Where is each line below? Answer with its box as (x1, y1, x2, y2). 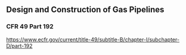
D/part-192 (6, 42, 33, 49)
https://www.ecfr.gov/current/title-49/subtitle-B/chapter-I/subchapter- (6, 35, 180, 43)
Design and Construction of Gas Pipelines (6, 5, 165, 15)
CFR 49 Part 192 (6, 22, 54, 31)
